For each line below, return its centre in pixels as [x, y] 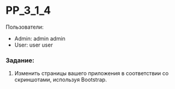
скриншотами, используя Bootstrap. [60, 80]
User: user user [34, 45]
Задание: [20, 60]
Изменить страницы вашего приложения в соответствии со [91, 73]
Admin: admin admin [40, 38]
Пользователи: [25, 27]
